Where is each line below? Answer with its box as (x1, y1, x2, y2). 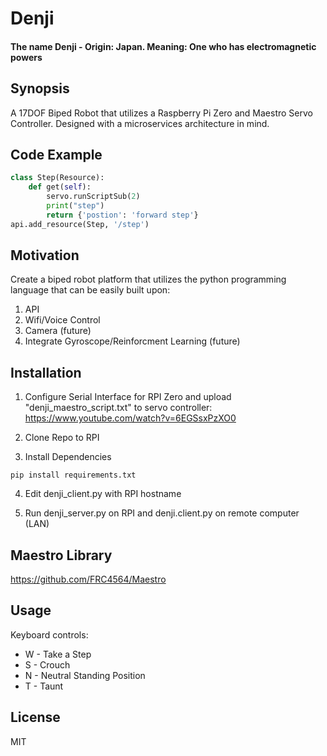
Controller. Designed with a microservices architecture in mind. (10, 117, 270, 129)
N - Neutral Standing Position (24, 669, 146, 681)
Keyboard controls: (10, 628, 89, 641)
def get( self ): (28, 182, 92, 192)
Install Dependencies (24, 451, 112, 463)
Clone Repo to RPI (24, 432, 100, 444)
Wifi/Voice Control (24, 314, 101, 326)
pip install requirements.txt (10, 470, 137, 481)
